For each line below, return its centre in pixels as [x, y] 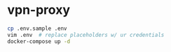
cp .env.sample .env [37, 28]
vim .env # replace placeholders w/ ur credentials [86, 35]
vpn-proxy [39, 10]
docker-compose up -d [39, 41]
